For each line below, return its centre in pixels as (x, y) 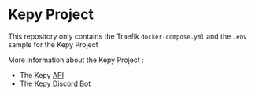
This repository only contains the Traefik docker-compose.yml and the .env (128, 36)
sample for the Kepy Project (53, 44)
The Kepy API (42, 75)
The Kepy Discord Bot (55, 83)
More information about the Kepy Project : (76, 60)
